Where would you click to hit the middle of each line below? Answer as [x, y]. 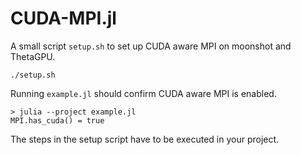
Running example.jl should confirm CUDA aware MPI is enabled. [143, 93]
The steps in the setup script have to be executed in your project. [145, 139]
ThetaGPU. [33, 56]
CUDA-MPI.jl [63, 18]
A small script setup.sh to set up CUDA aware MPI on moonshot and [151, 46]
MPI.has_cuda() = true [57, 120]
